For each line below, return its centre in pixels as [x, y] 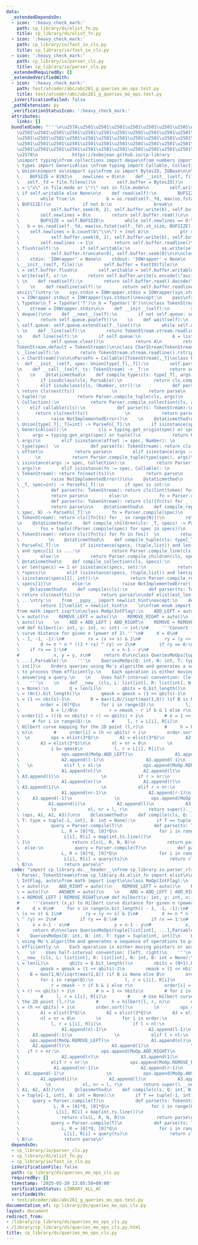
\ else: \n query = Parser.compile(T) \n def [101, 848]
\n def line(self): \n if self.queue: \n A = [99, 336]
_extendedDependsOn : [37, 17]
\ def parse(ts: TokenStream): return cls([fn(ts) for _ [103, 501]
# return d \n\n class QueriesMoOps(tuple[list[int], [87, 930]
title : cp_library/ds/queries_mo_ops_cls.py [62, 1233]
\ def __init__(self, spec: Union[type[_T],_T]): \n [83, 364]
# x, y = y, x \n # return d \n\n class [83, 655]
